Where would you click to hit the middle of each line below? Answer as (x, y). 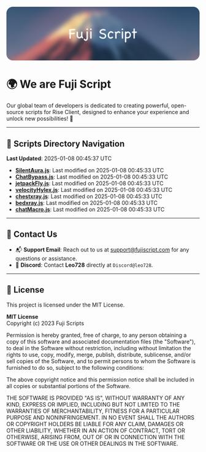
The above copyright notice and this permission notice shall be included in (100, 379)
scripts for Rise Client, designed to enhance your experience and (107, 112)
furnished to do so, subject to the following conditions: (75, 367)
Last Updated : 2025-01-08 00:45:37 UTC (59, 159)
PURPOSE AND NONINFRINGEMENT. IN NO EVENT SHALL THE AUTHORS (101, 417)
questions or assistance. (46, 258)
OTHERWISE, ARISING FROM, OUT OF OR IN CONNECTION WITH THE (96, 437)
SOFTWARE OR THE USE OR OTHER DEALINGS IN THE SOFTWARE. (92, 443)
